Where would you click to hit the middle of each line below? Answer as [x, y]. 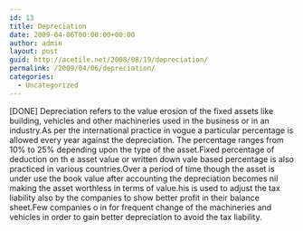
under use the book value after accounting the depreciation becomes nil [144, 178]
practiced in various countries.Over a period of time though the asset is [142, 168]
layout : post [34, 52]
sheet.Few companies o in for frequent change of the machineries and [141, 207]
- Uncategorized [48, 85]
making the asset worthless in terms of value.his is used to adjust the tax [145, 188]
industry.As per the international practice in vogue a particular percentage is [151, 130]
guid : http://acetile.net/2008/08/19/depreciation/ [109, 60]
